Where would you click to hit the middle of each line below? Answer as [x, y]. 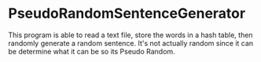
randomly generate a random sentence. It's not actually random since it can [131, 43]
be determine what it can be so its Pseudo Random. [92, 51]
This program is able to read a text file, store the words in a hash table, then [130, 35]
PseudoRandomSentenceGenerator [127, 14]
